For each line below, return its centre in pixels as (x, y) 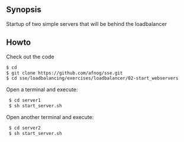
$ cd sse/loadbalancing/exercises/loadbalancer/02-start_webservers (92, 78)
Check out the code (30, 57)
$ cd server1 (25, 100)
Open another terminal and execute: (50, 117)
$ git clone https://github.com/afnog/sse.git (64, 73)
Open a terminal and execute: (42, 90)
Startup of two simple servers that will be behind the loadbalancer (87, 24)
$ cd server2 (25, 128)
